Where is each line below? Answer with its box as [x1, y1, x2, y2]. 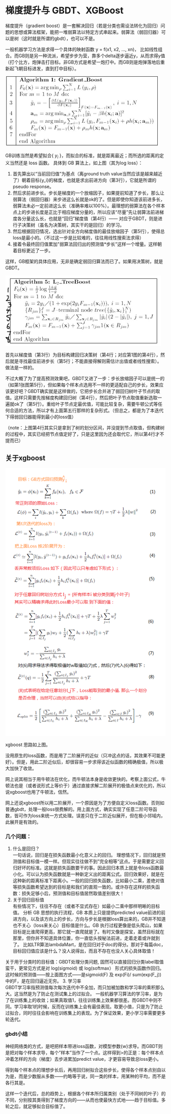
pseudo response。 [12, 183, 54, 189]
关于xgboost [5, 454, 46, 463]
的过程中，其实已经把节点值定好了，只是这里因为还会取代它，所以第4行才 [5, 431, 160, 437]
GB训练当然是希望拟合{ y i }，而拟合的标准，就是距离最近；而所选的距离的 [5, 152, 160, 160]
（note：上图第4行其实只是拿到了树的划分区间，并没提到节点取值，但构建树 [5, 424, 165, 430]
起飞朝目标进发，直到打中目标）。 [9, 65, 79, 72]
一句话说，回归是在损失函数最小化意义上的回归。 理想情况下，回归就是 [12, 852, 161, 858]
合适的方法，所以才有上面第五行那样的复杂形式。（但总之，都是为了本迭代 [9, 407, 164, 413]
